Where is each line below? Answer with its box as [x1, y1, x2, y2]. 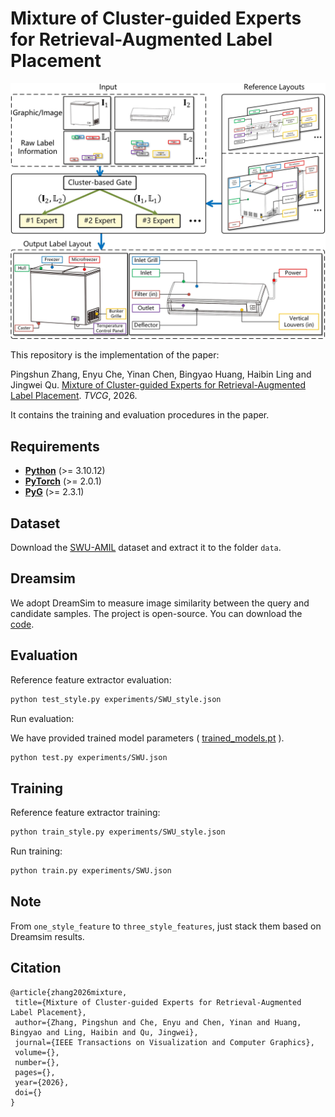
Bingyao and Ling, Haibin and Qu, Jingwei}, [10, 1027, 199, 1037]
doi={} [14, 1087, 43, 1097]
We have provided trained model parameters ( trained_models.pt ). [10, 732, 285, 744]
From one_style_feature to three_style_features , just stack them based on [10, 920, 322, 932]
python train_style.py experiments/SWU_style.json [10, 827, 226, 837]
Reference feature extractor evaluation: [10, 673, 172, 686]
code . [10, 618, 35, 630]
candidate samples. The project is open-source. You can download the [10, 607, 303, 619]
